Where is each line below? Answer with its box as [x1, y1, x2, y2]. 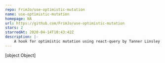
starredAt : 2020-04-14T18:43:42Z [5, 30, 74, 35]
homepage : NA [5, 16, 32, 21]
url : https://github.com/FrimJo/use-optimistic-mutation [5, 21, 125, 26]
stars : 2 [5, 25, 23, 30]
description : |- [5, 35, 39, 40]
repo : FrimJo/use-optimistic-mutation [5, 7, 85, 12]
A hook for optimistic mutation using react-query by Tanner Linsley [14, 39, 161, 44]
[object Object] [5, 52, 36, 58]
